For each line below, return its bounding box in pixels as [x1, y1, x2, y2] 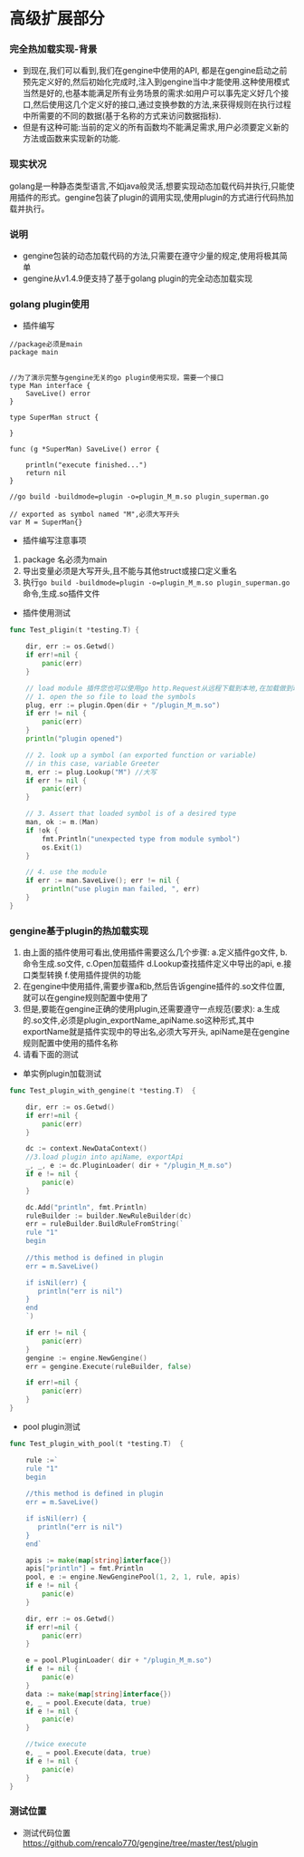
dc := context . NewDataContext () [25, 1144, 147, 1153]
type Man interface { [9, 382, 91, 391]
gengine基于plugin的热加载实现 [9, 924, 149, 937]
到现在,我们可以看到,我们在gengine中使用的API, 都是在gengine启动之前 [22, 65, 288, 76]
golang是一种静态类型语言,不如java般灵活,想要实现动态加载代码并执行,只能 [9, 180, 287, 191]
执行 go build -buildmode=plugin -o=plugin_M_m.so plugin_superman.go [22, 577, 290, 588]
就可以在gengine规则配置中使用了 [22, 992, 149, 1003]
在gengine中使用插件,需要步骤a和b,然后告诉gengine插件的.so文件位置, [22, 981, 286, 992]
